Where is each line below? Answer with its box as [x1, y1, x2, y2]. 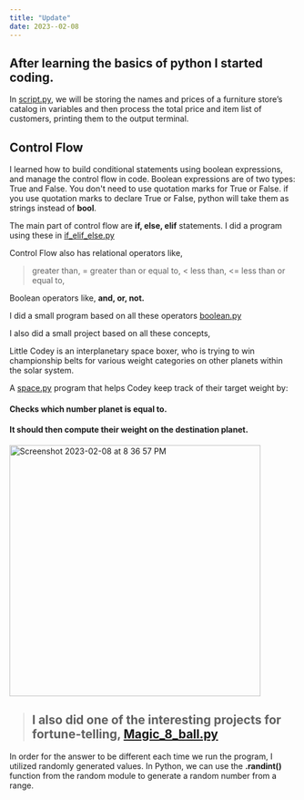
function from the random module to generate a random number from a [9, 770, 278, 781]
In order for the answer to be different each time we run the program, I [9, 751, 273, 762]
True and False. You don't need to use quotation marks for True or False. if [9, 183, 289, 194]
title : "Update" [9, 13, 71, 23]
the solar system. [9, 365, 75, 376]
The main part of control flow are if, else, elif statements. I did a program [9, 221, 282, 231]
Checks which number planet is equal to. [9, 403, 167, 415]
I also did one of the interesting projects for [31, 713, 282, 728]
